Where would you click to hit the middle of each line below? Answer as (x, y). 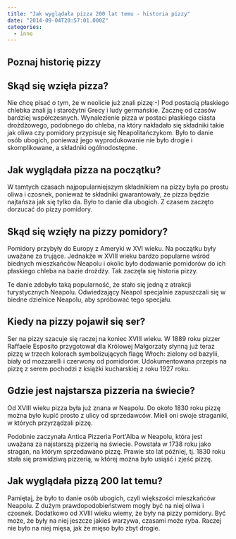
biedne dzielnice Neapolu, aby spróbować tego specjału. (90, 299)
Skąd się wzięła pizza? (58, 86)
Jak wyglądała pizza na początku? (84, 170)
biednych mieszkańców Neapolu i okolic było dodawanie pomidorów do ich (117, 264)
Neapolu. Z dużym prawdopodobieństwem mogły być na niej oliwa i (106, 505)
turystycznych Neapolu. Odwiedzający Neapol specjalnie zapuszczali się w (117, 292)
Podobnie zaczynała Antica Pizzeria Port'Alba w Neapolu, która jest (105, 436)
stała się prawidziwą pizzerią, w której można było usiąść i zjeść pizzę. (110, 459)
